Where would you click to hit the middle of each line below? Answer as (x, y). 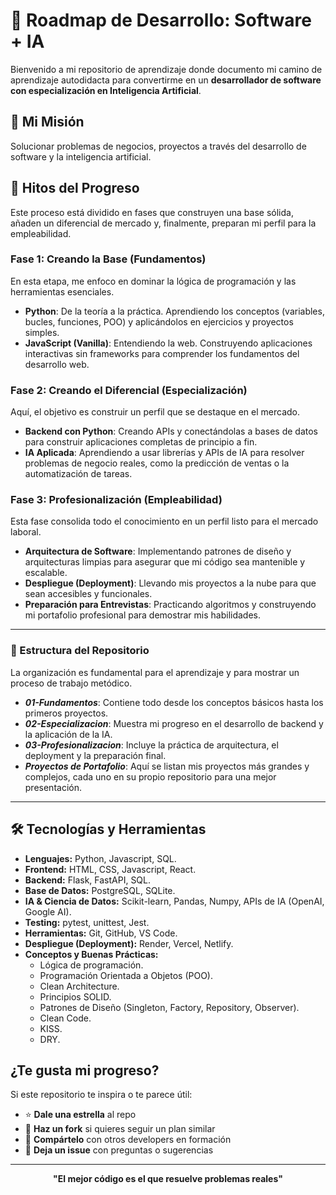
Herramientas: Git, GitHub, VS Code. (101, 933)
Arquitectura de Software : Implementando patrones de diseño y (158, 551)
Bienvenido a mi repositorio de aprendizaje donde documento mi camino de (166, 69)
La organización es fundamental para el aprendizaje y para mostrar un (155, 672)
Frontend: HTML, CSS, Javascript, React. (110, 869)
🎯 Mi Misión (47, 122)
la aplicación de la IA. (68, 734)
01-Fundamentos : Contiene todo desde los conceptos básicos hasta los (174, 702)
